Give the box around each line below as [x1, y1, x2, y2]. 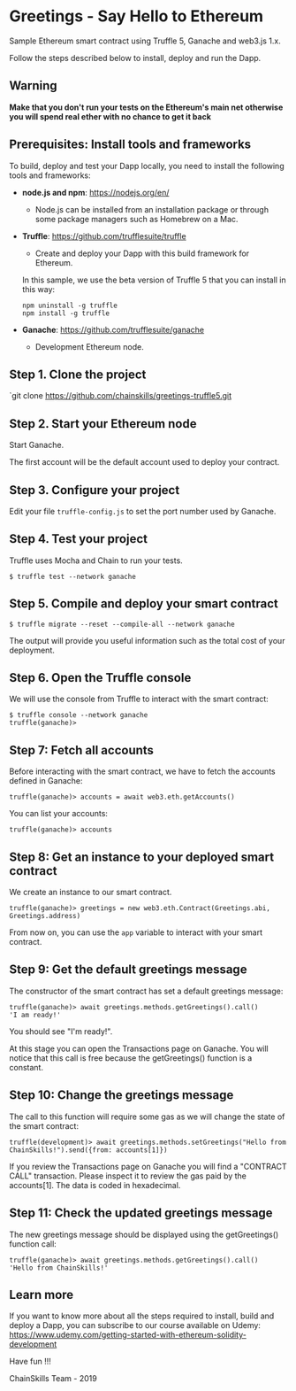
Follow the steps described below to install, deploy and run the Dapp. [9, 52, 262, 63]
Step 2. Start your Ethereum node [9, 416, 197, 431]
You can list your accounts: [9, 808, 109, 819]
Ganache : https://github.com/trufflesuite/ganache [21, 324, 205, 335]
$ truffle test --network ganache [9, 572, 137, 581]
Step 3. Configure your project [9, 483, 180, 498]
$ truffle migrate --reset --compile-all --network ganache [9, 620, 236, 629]
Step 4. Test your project [9, 531, 148, 546]
